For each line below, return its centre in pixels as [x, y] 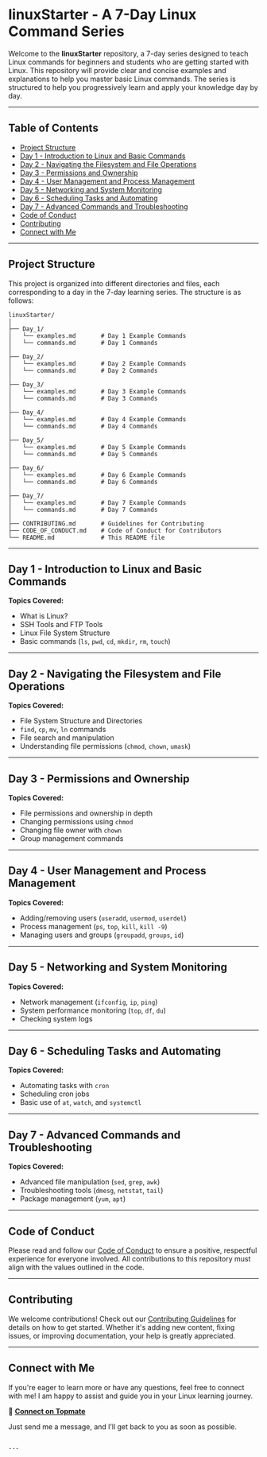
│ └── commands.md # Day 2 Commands [83, 370]
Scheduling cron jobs [54, 1094]
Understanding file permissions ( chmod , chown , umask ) [105, 746]
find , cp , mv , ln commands [63, 730]
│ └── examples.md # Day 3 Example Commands [97, 391]
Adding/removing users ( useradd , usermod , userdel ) [103, 918]
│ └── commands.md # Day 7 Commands [83, 510]
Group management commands [72, 839]
